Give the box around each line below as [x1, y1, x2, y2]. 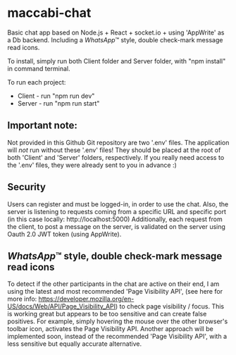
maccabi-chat [7, 5, 92, 21]
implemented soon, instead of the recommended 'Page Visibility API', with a [7, 332, 228, 341]
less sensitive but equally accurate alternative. [7, 340, 142, 348]
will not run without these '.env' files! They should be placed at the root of [7, 146, 221, 154]
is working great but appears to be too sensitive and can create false [7, 310, 207, 318]
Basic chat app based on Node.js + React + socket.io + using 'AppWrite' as [7, 28, 225, 37]
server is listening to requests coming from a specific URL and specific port [7, 207, 227, 216]
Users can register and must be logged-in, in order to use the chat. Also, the [7, 199, 229, 208]
